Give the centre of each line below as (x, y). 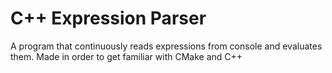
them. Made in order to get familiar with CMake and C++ (126, 56)
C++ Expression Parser (108, 18)
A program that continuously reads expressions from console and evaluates (166, 46)
